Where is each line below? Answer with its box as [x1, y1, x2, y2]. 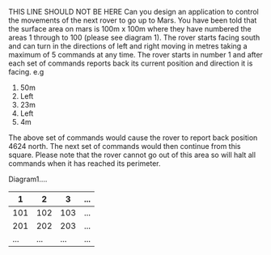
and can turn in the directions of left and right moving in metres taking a [8, 41, 248, 51]
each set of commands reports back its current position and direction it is [8, 58, 253, 68]
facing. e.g [8, 67, 44, 76]
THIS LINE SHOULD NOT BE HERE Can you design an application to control [8, 7, 259, 16]
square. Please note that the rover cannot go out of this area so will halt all [8, 150, 256, 159]
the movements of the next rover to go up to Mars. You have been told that [8, 15, 257, 25]
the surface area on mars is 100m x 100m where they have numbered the [8, 24, 252, 33]
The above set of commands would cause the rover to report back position [8, 133, 258, 142]
